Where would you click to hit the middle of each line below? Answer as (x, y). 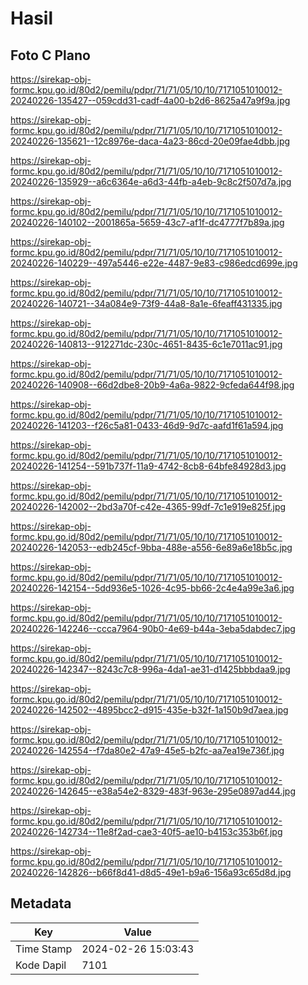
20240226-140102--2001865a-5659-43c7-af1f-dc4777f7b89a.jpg (147, 222)
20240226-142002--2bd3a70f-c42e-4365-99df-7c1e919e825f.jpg (148, 506)
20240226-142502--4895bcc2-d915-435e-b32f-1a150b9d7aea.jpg (149, 710)
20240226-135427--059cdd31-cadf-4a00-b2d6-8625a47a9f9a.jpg (150, 100)
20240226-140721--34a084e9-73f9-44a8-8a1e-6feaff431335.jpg (146, 303)
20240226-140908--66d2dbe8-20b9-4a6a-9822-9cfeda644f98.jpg (152, 385)
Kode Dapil (41, 965)
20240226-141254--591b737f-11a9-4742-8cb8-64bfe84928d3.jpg (148, 466)
